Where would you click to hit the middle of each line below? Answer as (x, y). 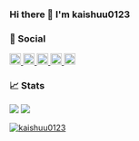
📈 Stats (27, 86)
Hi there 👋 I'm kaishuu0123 (70, 14)
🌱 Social (28, 38)
